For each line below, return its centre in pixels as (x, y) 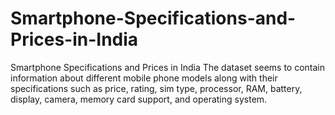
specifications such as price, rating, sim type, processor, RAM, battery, (156, 88)
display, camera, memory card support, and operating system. (139, 99)
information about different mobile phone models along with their (144, 78)
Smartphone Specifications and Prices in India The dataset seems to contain (168, 67)
